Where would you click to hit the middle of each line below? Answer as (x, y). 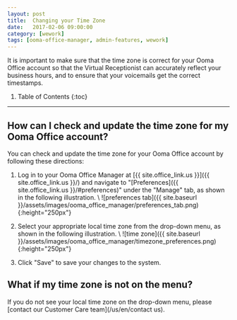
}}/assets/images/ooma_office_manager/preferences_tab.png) (108, 205)
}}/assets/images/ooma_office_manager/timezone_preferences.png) (117, 241)
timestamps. (25, 83)
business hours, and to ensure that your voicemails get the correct (104, 76)
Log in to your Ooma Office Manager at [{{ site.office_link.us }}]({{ (114, 175)
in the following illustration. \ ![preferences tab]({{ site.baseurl (107, 197)
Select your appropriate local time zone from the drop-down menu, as (119, 226)
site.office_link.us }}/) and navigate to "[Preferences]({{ (98, 182)
